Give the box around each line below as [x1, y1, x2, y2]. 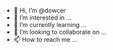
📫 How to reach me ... [13, 36, 77, 43]
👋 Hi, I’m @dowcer [13, 7, 66, 14]
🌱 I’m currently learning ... [13, 21, 87, 28]
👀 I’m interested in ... [13, 14, 72, 22]
